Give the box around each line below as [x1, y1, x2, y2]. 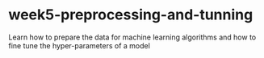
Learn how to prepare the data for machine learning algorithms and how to [8, 32, 257, 42]
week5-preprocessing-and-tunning [8, 6, 254, 24]
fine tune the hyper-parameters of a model [8, 40, 151, 50]
